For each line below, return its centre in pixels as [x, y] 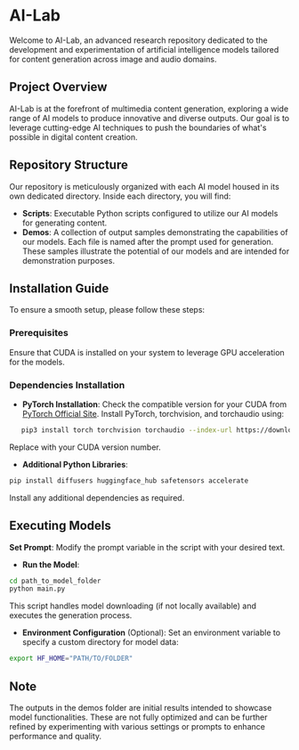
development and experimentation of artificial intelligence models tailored [144, 49]
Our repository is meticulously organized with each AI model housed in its [145, 186]
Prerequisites [39, 333]
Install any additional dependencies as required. [97, 497]
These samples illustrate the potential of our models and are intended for [156, 251]
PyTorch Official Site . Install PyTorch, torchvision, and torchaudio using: [153, 413]
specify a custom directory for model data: [101, 642]
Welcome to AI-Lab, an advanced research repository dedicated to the [139, 40]
